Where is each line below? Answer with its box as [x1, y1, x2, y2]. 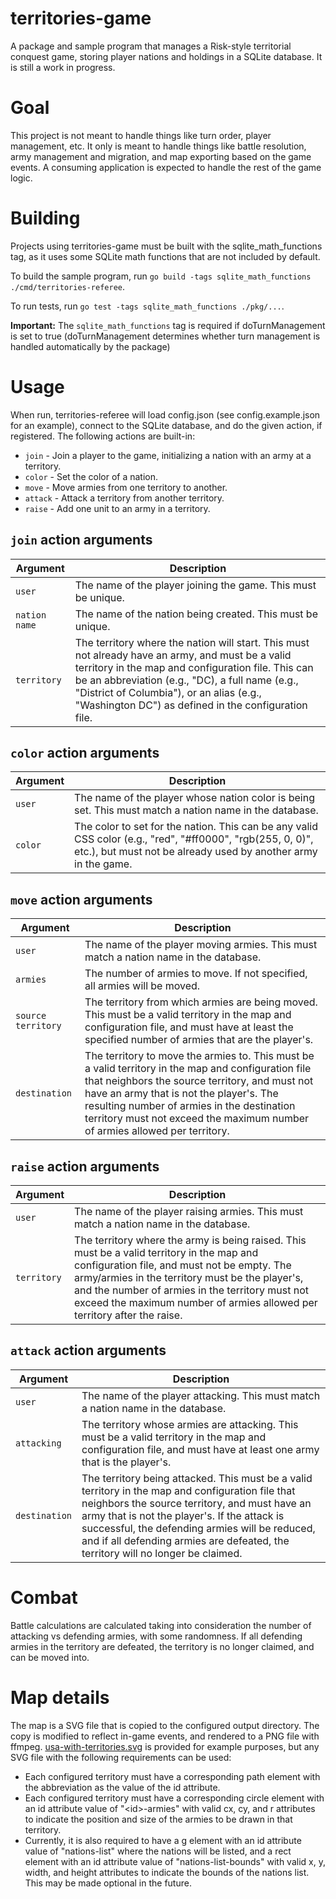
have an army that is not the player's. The [84, 1087, 279, 1101]
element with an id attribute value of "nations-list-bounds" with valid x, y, [24, 1855, 326, 1867]
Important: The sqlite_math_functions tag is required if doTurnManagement [10, 319, 326, 331]
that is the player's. [81, 1455, 172, 1469]
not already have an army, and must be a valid [74, 648, 292, 662]
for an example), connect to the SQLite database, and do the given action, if [10, 419, 323, 431]
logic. [10, 172, 33, 184]
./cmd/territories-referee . [10, 280, 126, 292]
